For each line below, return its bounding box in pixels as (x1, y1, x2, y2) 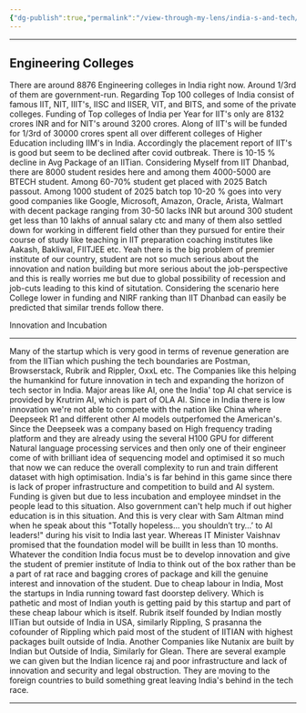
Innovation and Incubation (9, 320, 107, 331)
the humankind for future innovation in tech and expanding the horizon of (9, 375, 285, 386)
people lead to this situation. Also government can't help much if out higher (9, 501, 292, 512)
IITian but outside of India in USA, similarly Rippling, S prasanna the (9, 616, 262, 628)
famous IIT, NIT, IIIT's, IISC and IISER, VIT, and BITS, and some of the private (9, 99, 297, 110)
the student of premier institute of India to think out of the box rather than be (9, 559, 296, 570)
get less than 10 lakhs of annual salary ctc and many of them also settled (9, 215, 282, 226)
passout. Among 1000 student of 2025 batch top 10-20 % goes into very (9, 186, 282, 197)
